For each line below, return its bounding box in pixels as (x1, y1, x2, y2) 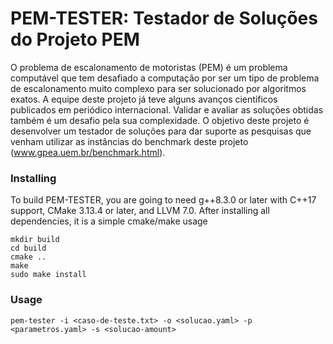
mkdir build (10, 235, 60, 245)
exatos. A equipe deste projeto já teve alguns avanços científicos (10, 93, 278, 105)
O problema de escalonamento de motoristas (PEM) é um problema (10, 61, 288, 73)
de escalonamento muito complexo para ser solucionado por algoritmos (10, 82, 307, 94)
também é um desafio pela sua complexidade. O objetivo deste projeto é (10, 114, 310, 126)
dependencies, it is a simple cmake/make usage (10, 215, 208, 227)
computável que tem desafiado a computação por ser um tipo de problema (10, 72, 320, 84)
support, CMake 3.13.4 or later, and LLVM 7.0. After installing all (10, 205, 270, 217)
